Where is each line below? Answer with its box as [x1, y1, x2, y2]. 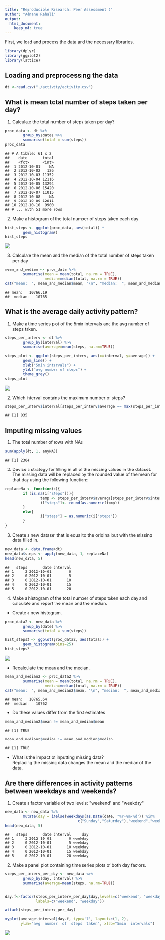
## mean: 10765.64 [5, 697, 48, 702]
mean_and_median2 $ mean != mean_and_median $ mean [5, 719, 105, 724]
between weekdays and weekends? [5, 787, 117, 795]
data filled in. [12, 537, 39, 543]
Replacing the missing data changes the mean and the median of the [12, 760, 151, 766]
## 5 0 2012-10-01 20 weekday [5, 853, 89, 859]
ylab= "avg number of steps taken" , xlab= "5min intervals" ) [20, 921, 155, 926]
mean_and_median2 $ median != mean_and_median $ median [5, 737, 113, 742]
